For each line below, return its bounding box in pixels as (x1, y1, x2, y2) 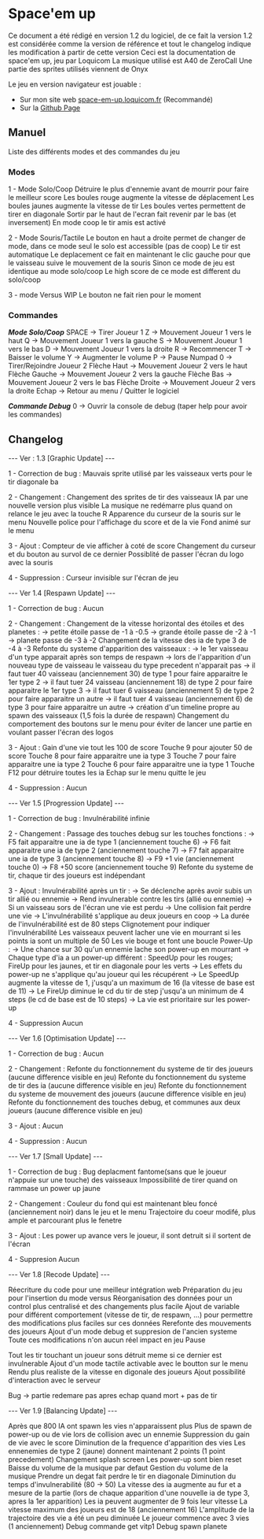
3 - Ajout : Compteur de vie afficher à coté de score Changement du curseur (8, 541, 256, 551)
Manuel (8, 126, 46, 139)
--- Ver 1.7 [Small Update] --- (8, 1152, 104, 1161)
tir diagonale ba (8, 477, 59, 486)
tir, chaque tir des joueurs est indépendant (8, 871, 145, 880)
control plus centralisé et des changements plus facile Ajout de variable (8, 1302, 240, 1311)
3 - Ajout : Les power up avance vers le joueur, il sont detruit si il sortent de (8, 1231, 251, 1241)
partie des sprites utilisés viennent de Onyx (8, 64, 148, 73)
